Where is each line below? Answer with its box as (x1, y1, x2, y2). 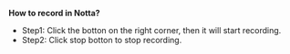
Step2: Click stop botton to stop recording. (21, 35, 182, 45)
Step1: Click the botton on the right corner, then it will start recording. (21, 25, 282, 35)
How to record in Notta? (8, 8, 101, 18)
